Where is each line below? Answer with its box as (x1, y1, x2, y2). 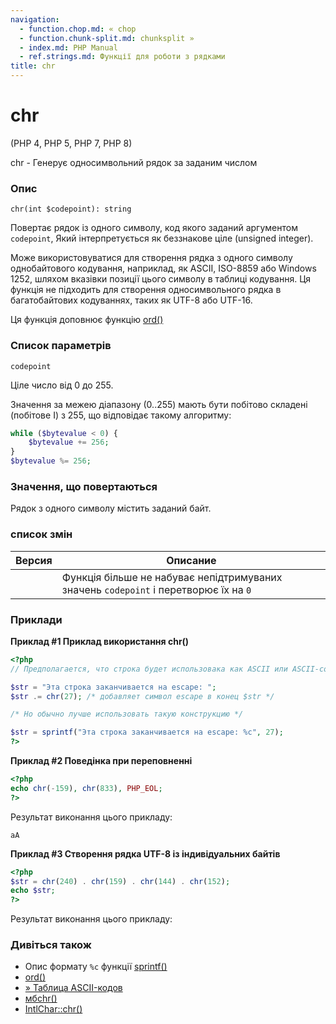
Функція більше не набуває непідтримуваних (61, 570, 283, 584)
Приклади (10, 612, 63, 626)
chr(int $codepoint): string (10, 204, 132, 215)
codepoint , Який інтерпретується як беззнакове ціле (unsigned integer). (10, 232, 314, 245)
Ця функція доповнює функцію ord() (10, 314, 164, 326)
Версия (15, 553, 53, 567)
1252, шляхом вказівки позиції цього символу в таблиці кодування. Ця (10, 273, 312, 285)
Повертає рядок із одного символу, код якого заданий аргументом (10, 222, 298, 234)
